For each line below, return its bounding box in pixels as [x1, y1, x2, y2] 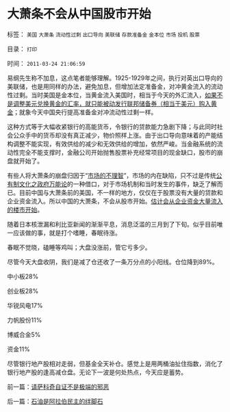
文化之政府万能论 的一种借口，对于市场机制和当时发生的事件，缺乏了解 [18, 179, 217, 188]
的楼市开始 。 [7, 205, 43, 214]
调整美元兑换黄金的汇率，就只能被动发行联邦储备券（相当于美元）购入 [12, 99, 211, 107]
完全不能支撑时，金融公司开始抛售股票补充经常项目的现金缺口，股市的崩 [18, 148, 223, 156]
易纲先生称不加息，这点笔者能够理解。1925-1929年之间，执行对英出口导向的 [7, 73, 223, 82]
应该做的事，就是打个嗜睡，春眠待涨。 [12, 229, 121, 237]
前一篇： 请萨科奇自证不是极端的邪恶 [7, 383, 110, 391]
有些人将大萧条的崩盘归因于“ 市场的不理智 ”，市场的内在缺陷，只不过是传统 [7, 171, 217, 179]
